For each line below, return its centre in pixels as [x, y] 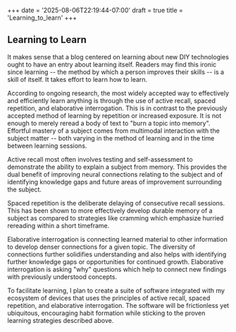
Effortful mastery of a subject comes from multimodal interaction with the [113, 131]
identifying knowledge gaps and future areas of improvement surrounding [114, 182]
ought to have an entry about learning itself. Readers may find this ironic [112, 64]
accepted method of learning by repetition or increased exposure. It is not [114, 115]
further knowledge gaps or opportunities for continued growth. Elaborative [116, 261]
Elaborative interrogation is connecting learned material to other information [117, 239]
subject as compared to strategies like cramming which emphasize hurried [116, 218]
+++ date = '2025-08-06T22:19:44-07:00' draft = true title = [95, 10]
